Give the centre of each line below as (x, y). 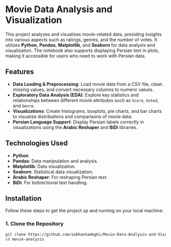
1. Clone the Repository (34, 224)
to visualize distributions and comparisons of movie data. (73, 116)
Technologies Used (36, 143)
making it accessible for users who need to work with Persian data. (76, 56)
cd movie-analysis (25, 239)
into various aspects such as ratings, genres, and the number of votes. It (81, 40)
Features (20, 72)
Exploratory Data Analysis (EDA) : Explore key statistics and (76, 95)
